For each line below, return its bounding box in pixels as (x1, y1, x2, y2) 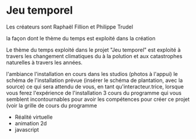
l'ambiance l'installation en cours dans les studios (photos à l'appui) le (6, 70, 178, 77)
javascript (14, 126, 39, 133)
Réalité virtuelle (14, 113, 53, 121)
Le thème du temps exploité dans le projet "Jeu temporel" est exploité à (6, 46, 181, 53)
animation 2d (14, 119, 48, 127)
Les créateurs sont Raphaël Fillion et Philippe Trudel (6, 23, 134, 30)
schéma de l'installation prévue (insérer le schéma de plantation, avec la (6, 77, 183, 84)
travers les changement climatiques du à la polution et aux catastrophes (6, 52, 183, 59)
